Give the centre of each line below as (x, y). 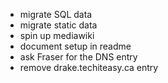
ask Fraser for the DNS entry (78, 57)
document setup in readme (75, 46)
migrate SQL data (56, 14)
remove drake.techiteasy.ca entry (89, 67)
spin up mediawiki (57, 35)
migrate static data (58, 25)
